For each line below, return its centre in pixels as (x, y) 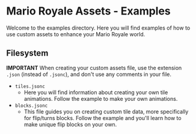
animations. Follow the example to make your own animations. (101, 98)
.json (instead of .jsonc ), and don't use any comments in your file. (89, 74)
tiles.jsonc (30, 86)
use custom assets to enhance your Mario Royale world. (76, 34)
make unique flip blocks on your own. (70, 124)
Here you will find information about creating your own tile (96, 92)
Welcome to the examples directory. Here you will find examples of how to (98, 28)
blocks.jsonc (31, 106)
